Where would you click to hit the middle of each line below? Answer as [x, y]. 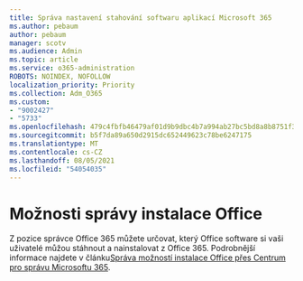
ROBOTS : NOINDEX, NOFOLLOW [60, 77]
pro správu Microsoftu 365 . [60, 267]
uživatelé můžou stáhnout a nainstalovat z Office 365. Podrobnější [133, 248]
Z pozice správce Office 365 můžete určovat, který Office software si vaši [147, 239]
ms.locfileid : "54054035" [58, 169]
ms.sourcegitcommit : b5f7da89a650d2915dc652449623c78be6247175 [131, 136]
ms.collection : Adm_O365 [56, 93]
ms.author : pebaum [44, 26]
